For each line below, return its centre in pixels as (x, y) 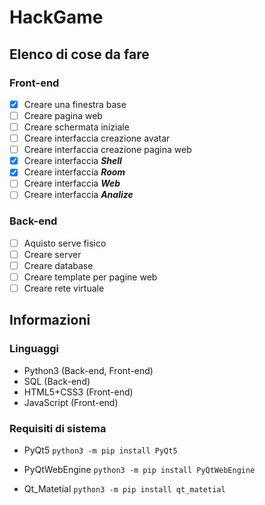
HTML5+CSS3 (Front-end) (78, 392)
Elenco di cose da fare (79, 54)
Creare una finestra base (75, 104)
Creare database (58, 265)
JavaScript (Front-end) (71, 402)
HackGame (56, 17)
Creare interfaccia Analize (78, 195)
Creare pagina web (63, 115)
